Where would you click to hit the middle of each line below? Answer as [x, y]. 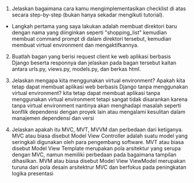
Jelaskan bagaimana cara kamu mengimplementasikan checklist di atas [99, 9]
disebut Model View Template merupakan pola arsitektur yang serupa [96, 148]
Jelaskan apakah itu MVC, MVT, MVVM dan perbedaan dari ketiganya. [97, 130]
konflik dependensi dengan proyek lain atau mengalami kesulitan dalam [98, 112]
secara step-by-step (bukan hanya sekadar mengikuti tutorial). [88, 15]
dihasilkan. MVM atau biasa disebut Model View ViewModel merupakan [98, 161]
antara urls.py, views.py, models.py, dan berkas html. [76, 69]
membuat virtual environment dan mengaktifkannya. [75, 45]
